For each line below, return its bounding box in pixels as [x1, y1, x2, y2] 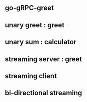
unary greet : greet [5, 21, 65, 29]
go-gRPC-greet [5, 4, 54, 12]
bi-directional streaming [5, 89, 82, 97]
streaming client [5, 72, 57, 80]
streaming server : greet [5, 55, 82, 63]
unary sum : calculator [5, 38, 77, 46]
